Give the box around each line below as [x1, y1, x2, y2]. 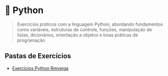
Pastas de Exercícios [5, 52, 71, 60]
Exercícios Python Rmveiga [12, 65, 69, 71]
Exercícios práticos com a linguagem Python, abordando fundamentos [17, 21, 163, 27]
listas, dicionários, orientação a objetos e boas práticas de [17, 32, 138, 38]
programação [17, 37, 46, 43]
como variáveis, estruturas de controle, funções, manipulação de [17, 26, 152, 32]
